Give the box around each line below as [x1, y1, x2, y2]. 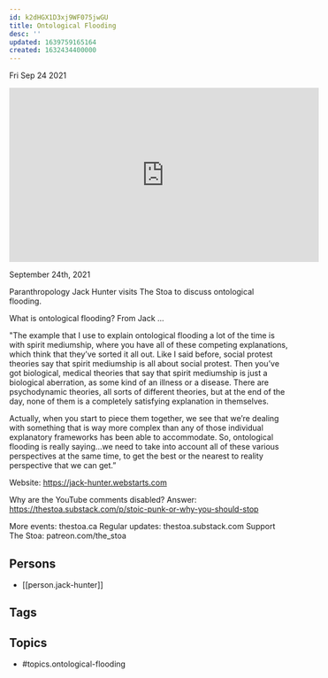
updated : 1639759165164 [9, 37, 97, 47]
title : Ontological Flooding [9, 21, 117, 30]
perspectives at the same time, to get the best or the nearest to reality [9, 451, 263, 461]
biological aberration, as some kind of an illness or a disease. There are [9, 377, 270, 388]
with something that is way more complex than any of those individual [9, 422, 263, 434]
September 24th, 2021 [9, 269, 91, 280]
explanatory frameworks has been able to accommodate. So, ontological [9, 432, 274, 443]
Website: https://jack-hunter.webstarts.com [9, 477, 168, 488]
